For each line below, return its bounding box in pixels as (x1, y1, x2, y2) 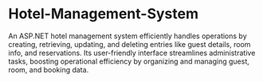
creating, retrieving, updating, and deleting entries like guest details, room (8, 39, 251, 49)
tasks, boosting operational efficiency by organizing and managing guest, (8, 57, 249, 66)
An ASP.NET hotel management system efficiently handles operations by (8, 31, 247, 41)
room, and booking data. (8, 64, 89, 74)
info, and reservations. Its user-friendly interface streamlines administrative (8, 48, 256, 57)
